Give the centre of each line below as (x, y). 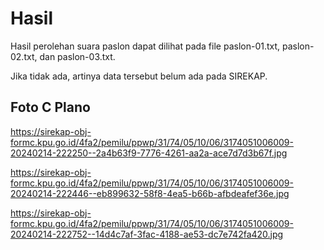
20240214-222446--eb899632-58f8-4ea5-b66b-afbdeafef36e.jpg (150, 193)
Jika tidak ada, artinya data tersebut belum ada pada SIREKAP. (139, 76)
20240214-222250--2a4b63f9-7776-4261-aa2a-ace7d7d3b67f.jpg (149, 153)
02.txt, (24, 56)
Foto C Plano (50, 107)
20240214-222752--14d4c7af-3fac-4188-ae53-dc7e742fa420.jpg (147, 234)
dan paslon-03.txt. (77, 56)
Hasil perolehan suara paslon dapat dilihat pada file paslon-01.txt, (145, 46)
